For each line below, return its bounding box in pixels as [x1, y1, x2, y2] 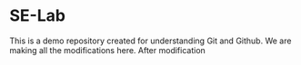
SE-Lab [9, 5, 66, 26]
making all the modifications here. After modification [9, 44, 206, 55]
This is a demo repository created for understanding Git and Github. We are [9, 35, 292, 46]
